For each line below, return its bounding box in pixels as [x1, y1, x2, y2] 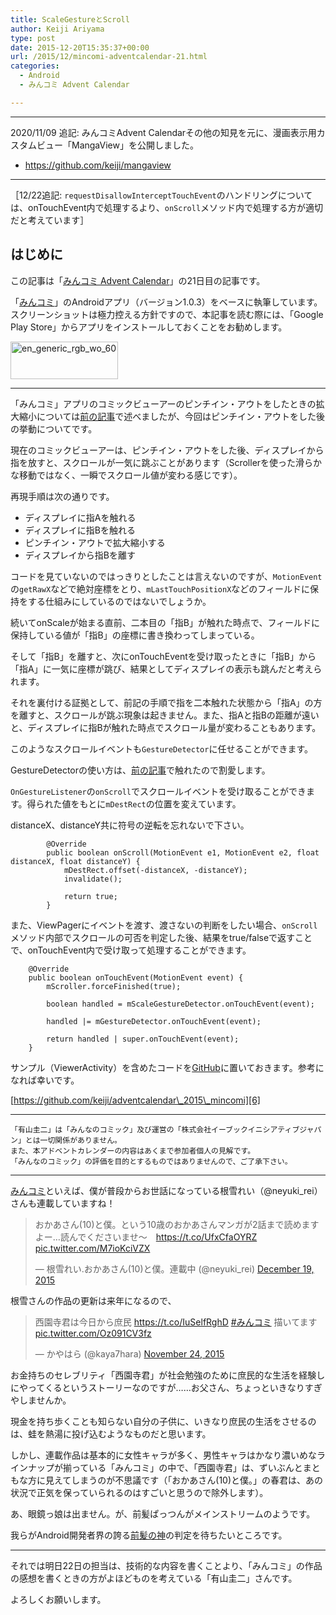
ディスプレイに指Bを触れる [24, 524, 136, 536]
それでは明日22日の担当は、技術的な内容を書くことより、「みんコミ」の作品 [10, 1559, 323, 1571]
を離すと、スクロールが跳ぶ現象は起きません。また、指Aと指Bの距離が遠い [10, 709, 320, 721]
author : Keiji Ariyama [10, 24, 105, 34]
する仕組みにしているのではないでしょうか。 [27, 595, 212, 607]
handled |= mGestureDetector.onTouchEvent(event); [46, 1016, 262, 1026]
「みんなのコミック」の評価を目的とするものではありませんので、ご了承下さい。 [10, 1156, 293, 1166]
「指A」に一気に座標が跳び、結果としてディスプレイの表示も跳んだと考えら [10, 662, 323, 675]
